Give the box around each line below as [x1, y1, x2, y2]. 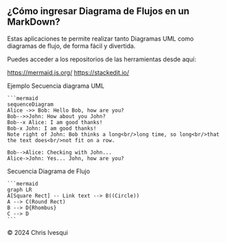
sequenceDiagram [7, 101, 54, 108]
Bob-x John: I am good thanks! [7, 125, 97, 132]
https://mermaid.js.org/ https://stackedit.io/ [7, 68, 129, 76]
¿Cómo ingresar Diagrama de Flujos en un [7, 5, 190, 17]
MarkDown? [7, 16, 60, 28]
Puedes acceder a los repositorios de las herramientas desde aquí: [7, 55, 196, 63]
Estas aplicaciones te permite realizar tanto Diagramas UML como [7, 34, 194, 43]
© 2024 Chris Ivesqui [7, 228, 69, 236]
